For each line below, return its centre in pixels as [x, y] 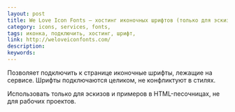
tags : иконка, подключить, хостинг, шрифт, [72, 33]
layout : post [26, 14]
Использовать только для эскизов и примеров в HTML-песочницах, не [114, 93]
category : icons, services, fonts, [59, 27]
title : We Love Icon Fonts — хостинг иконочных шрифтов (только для [109, 20]
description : [26, 46]
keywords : [22, 53]
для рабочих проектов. [42, 101]
